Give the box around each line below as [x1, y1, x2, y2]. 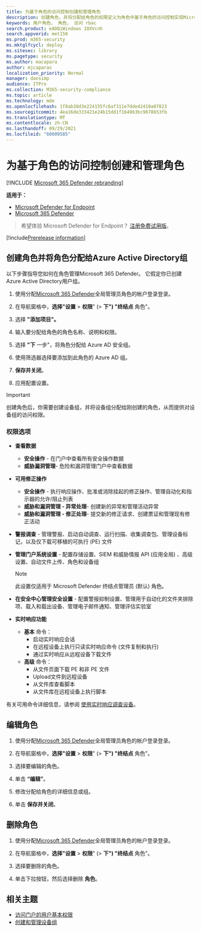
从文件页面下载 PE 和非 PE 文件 [32, 665, 109, 672]
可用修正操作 [14, 475, 47, 482]
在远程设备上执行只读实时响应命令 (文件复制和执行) [32, 643, 159, 650]
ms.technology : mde [6, 98, 55, 104]
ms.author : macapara [6, 59, 58, 65]
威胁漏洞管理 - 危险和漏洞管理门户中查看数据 [23, 462, 133, 469]
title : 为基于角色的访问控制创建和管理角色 [6, 8, 101, 15]
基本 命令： [23, 628, 52, 635]
